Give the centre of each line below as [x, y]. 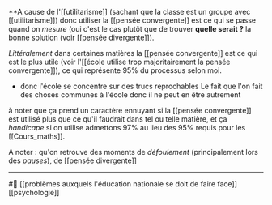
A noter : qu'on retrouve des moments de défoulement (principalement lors [134, 152]
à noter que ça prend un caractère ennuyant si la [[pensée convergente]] [130, 110]
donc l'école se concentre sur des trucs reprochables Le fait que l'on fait [141, 86]
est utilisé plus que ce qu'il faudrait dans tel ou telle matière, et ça [118, 119]
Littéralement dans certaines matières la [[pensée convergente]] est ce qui [133, 53]
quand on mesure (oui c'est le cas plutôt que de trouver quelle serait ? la [130, 29]
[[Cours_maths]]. [37, 136]
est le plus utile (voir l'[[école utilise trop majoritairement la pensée [119, 62]
